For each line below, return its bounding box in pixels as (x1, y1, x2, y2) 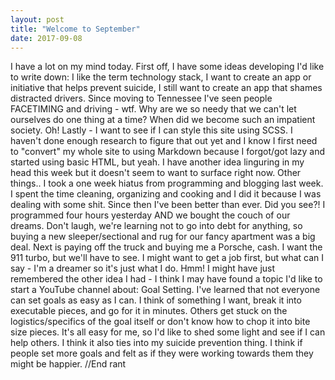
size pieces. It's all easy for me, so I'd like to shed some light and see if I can (10, 326, 326, 338)
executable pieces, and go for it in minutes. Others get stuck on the (10, 305, 288, 317)
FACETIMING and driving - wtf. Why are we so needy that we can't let (10, 103, 297, 115)
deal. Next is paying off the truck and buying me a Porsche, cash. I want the (10, 241, 323, 253)
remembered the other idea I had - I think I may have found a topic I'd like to (10, 273, 323, 285)
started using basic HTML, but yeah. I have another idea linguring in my (10, 156, 305, 168)
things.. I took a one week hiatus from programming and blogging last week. (10, 177, 324, 190)
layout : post (10, 14, 65, 25)
